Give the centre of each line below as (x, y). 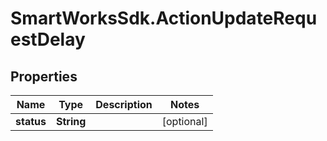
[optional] (184, 121)
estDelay (48, 39)
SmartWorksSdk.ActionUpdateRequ (164, 18)
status (31, 121)
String (71, 121)
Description (124, 104)
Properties (44, 76)
